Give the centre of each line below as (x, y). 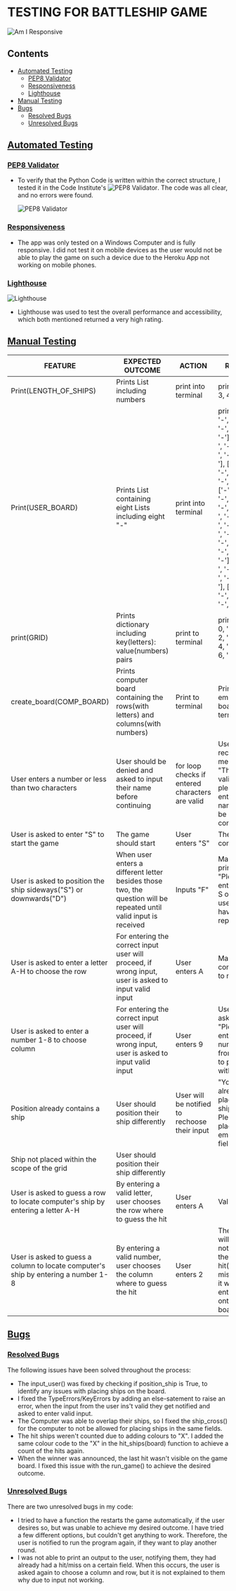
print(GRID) (30, 637)
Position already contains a (55, 1108)
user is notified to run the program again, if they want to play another (117, 1543)
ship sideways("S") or (47, 890)
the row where (139, 1210)
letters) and (135, 715)
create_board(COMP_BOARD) (60, 701)
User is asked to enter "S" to (58, 834)
